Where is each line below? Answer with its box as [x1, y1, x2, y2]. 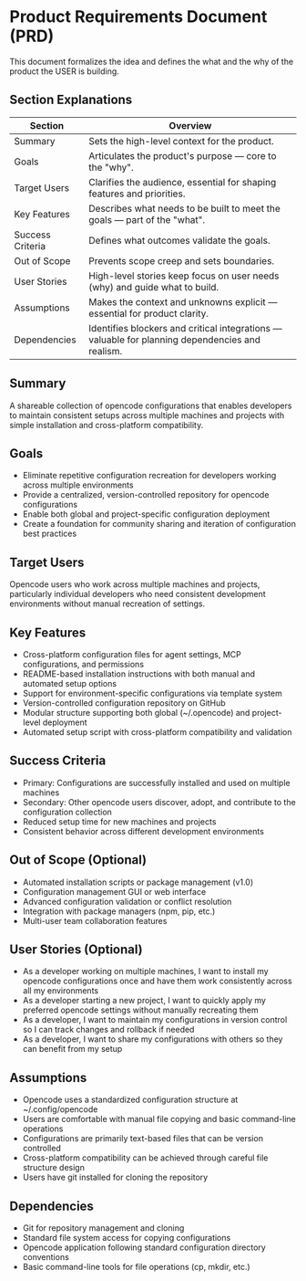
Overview [168, 119, 212, 131]
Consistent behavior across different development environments [22, 825, 264, 836]
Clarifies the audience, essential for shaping [88, 175, 277, 188]
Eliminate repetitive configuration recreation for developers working [22, 470, 277, 481]
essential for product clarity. [88, 307, 209, 320]
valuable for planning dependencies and [88, 333, 261, 346]
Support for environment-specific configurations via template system [22, 688, 282, 698]
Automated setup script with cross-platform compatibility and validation [22, 727, 292, 737]
